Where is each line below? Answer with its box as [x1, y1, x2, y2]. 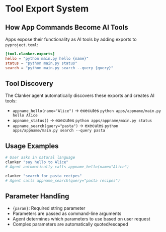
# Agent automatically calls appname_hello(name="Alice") [5, 164, 129, 169]
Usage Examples [5, 142, 59, 150]
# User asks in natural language [5, 155, 75, 160]
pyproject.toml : [5, 42, 39, 48]
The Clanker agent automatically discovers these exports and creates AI [5, 92, 155, 98]
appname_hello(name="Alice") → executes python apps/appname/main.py [12, 107, 161, 113]
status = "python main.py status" [5, 61, 78, 66]
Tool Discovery [5, 79, 54, 88]
